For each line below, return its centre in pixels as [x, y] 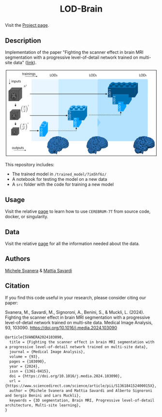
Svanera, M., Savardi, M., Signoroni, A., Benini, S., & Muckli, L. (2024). [74, 312]
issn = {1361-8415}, [30, 371]
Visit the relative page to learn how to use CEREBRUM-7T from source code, [78, 211]
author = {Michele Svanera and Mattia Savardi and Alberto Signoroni [81, 391]
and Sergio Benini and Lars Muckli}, [43, 395]
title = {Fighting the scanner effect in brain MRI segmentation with [82, 342]
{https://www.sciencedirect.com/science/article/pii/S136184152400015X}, [81, 386]
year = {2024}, [25, 366]
